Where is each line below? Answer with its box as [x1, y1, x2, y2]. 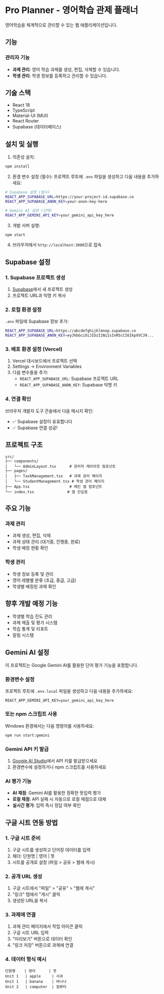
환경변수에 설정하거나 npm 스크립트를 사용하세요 [12, 764, 107, 770]
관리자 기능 [5, 54, 30, 61]
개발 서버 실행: [12, 222, 41, 228]
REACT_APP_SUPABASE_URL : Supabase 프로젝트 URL [19, 375, 119, 381]
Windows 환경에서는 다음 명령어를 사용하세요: [5, 723, 94, 729]
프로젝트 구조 [5, 441, 43, 449]
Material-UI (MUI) [12, 113, 49, 119]
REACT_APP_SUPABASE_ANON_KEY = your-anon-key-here [5, 199, 108, 204]
